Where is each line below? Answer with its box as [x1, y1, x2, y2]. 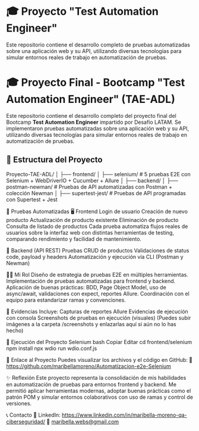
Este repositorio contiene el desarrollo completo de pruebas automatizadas [6, 41, 190, 48]
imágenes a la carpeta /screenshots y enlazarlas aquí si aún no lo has [6, 320, 176, 327]
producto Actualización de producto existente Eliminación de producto [6, 216, 179, 223]
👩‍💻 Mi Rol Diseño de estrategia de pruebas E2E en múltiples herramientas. [6, 271, 188, 278]
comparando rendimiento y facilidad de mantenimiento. [6, 235, 141, 242]
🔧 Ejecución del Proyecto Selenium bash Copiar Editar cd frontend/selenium [6, 338, 192, 345]
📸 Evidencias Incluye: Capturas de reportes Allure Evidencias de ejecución [6, 308, 188, 315]
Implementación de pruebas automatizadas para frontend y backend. [6, 277, 176, 285]
